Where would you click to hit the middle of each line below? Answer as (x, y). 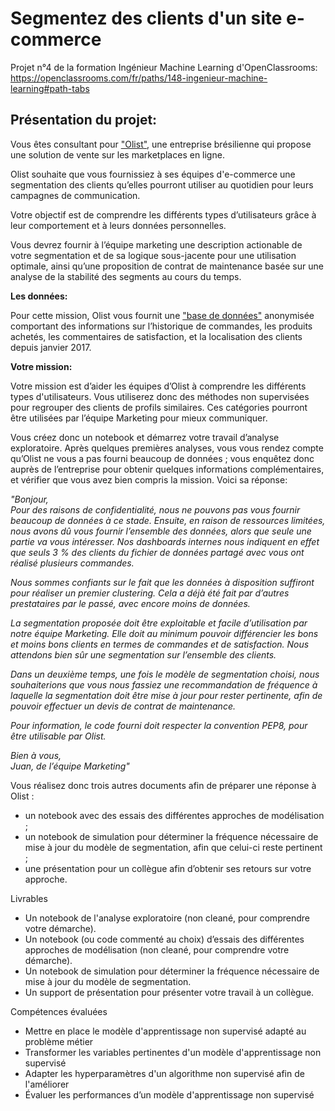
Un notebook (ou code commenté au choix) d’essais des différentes (164, 939)
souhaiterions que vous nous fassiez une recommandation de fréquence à (164, 684)
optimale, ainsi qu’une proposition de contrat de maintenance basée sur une (167, 266)
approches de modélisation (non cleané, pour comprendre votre (157, 949)
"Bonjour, (29, 499)
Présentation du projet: (84, 120)
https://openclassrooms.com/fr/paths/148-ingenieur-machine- (139, 78)
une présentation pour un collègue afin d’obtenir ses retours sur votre (168, 868)
